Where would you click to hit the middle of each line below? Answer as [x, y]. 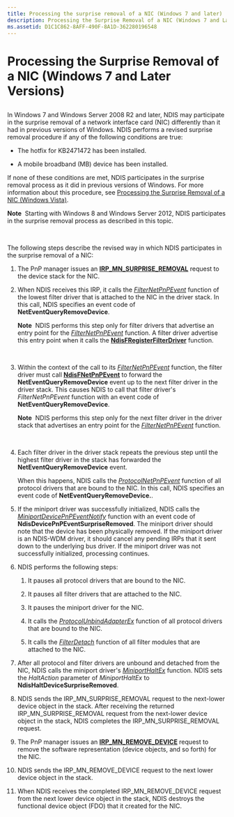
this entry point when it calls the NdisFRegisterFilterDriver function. [115, 340]
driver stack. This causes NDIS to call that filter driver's [96, 389]
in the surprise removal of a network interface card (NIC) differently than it [114, 122]
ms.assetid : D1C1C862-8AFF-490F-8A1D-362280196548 [82, 27]
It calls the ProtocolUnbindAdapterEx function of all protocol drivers [125, 621]
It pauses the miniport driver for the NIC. [86, 607]
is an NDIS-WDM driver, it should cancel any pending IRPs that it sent [117, 539]
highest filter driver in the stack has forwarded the [89, 459]
